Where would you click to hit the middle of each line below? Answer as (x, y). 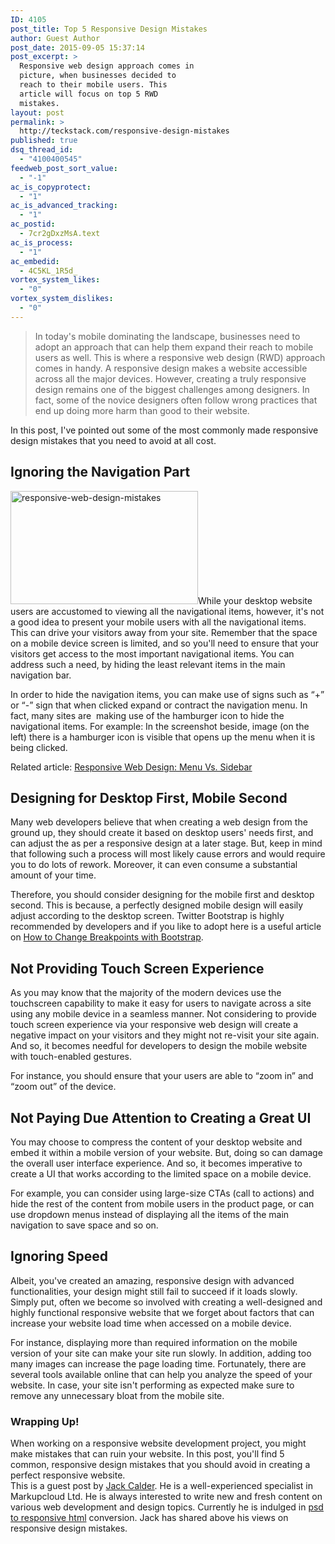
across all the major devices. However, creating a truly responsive (170, 378)
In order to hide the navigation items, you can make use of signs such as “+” (167, 694)
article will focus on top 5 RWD (89, 94)
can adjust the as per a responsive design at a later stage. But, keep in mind (166, 843)
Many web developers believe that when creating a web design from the (159, 822)
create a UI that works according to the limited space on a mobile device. (161, 1174)
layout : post (37, 112)
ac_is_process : (42, 242)
